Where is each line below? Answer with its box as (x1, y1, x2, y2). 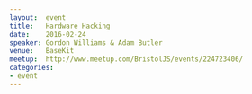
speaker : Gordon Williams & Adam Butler (9, 38, 164, 47)
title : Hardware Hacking (9, 21, 111, 30)
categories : (9, 64, 54, 73)
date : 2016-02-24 (9, 30, 87, 38)
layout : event (9, 13, 67, 22)
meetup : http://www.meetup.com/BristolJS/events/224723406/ (9, 55, 244, 64)
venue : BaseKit (9, 47, 75, 56)
